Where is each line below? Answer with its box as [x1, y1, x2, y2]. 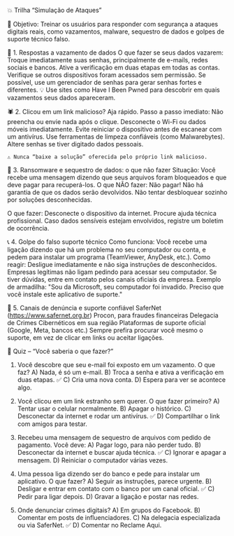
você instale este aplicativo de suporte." [7, 290, 123, 298]
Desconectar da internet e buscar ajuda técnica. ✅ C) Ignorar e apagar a [17, 448, 227, 456]
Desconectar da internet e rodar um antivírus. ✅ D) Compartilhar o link [17, 412, 220, 420]
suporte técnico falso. [7, 35, 71, 43]
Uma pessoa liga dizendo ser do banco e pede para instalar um [17, 469, 200, 478]
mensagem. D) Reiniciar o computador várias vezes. [17, 456, 168, 465]
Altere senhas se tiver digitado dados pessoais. [7, 140, 144, 148]
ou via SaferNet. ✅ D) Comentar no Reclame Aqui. [17, 521, 162, 529]
